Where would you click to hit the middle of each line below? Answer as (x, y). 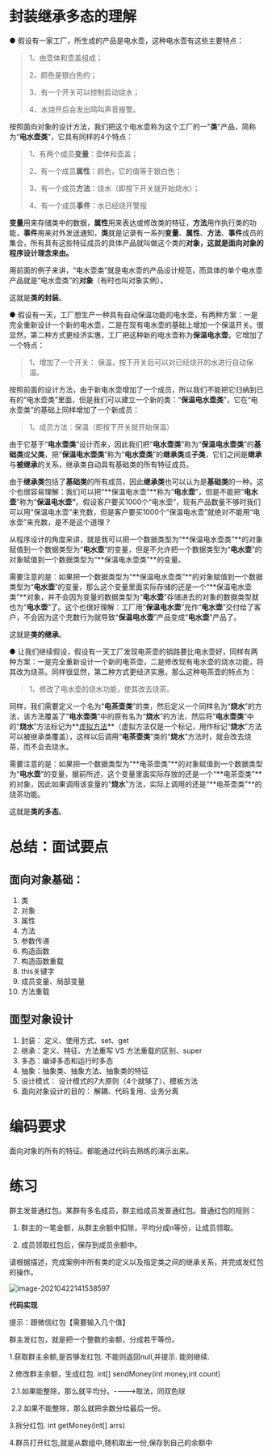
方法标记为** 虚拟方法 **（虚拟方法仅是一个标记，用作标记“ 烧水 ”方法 (149, 726)
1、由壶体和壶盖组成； (66, 57)
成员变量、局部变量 (53, 981)
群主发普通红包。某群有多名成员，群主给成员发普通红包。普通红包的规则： (133, 1210)
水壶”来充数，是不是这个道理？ (61, 522)
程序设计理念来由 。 (41, 252)
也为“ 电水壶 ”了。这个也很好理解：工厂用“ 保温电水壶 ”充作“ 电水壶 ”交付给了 (132, 607)
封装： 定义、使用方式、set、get (75, 1040)
